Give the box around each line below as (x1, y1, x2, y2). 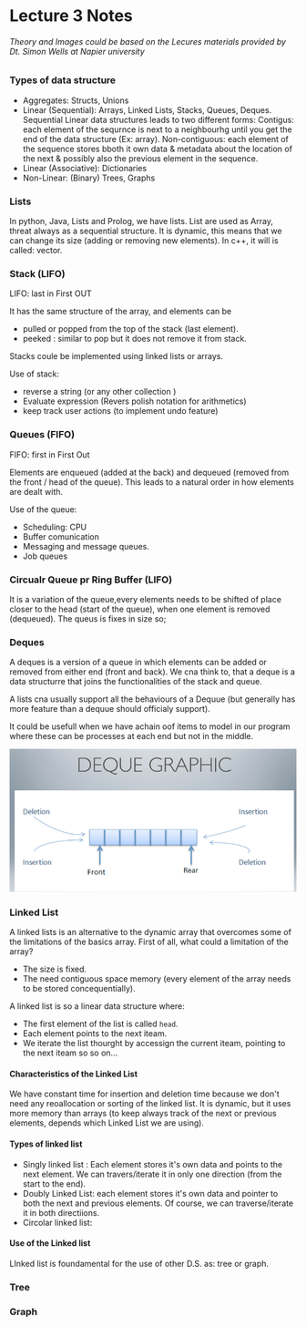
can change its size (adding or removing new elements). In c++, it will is (9, 235, 280, 246)
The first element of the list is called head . (22, 1018, 178, 1030)
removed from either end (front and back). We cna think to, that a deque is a (9, 666, 296, 677)
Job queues (22, 550, 68, 561)
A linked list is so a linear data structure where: (9, 1001, 185, 1012)
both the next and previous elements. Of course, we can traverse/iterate (22, 1198, 294, 1209)
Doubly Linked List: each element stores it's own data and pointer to (22, 1188, 279, 1198)
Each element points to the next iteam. (22, 1028, 168, 1039)
